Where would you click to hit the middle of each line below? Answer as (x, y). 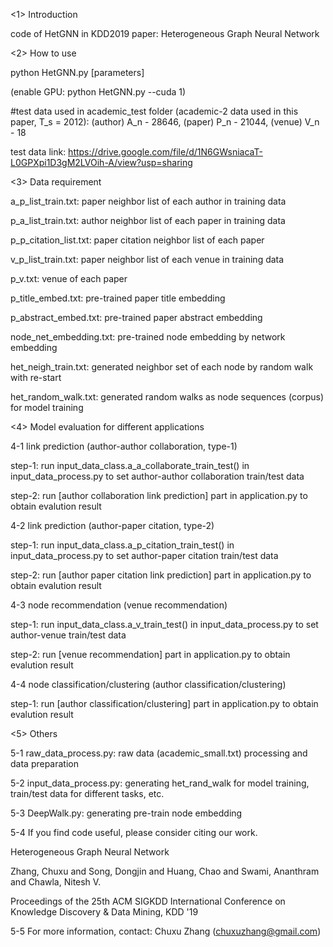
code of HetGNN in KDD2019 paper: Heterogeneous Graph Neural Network (165, 33)
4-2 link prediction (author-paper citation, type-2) (112, 525)
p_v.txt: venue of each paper (69, 278)
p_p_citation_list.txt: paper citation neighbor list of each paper (137, 240)
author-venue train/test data (68, 635)
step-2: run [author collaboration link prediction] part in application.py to (159, 495)
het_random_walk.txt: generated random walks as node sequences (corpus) (167, 397)
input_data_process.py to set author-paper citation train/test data (144, 555)
